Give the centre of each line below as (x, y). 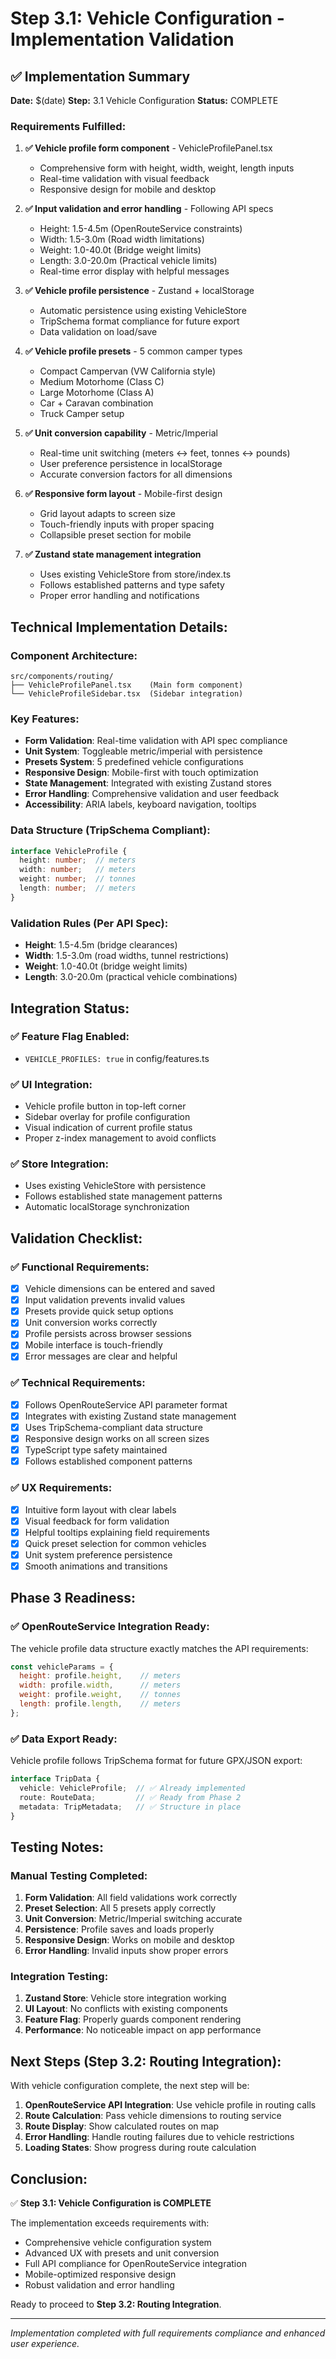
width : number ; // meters (78, 870)
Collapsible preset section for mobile (115, 535)
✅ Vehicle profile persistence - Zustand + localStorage (139, 291)
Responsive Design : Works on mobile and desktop (129, 1940)
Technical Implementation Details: (119, 627)
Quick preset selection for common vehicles (115, 1543)
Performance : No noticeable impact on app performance (143, 2030)
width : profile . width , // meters (100, 1685)
